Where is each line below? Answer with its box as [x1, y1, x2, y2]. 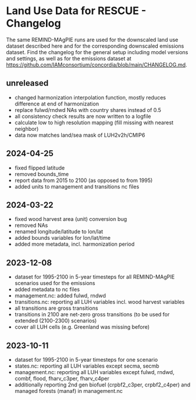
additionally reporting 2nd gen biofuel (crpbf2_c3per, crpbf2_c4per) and [14, 381, 191, 388]
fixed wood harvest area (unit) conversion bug [14, 216, 128, 223]
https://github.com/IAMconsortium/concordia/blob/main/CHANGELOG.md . [6, 61, 187, 68]
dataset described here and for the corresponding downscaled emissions [6, 42, 184, 49]
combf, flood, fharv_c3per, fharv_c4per [14, 375, 109, 382]
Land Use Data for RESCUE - [6, 4, 147, 18]
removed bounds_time [14, 170, 69, 177]
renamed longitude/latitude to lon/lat [14, 228, 104, 235]
